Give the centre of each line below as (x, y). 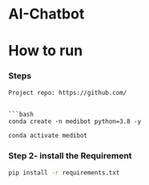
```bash (21, 114)
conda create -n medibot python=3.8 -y (75, 121)
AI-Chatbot (46, 14)
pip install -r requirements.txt (64, 173)
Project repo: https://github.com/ (68, 92)
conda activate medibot (48, 135)
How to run (46, 51)
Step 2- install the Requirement (70, 156)
